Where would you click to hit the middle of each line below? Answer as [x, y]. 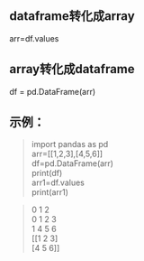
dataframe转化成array [72, 16]
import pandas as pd [70, 144]
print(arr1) [50, 192]
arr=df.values [34, 38]
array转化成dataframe [72, 69]
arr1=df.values [58, 182]
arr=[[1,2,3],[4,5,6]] [67, 154]
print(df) [47, 173]
